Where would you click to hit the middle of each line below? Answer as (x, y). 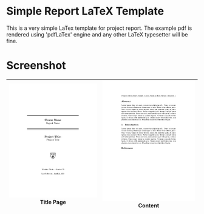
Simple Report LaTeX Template (85, 11)
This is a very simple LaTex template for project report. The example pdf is (99, 28)
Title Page (53, 202)
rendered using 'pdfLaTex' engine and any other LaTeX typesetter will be (97, 34)
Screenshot (36, 66)
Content (149, 205)
